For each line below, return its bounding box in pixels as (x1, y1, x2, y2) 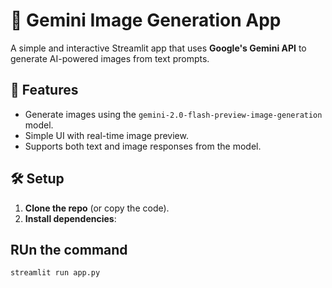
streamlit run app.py (10, 268, 101, 278)
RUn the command (10, 241, 128, 258)
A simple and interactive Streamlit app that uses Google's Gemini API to (10, 42, 307, 54)
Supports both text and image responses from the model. (24, 140, 262, 152)
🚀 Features (10, 82, 79, 99)
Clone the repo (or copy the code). (24, 202, 170, 214)
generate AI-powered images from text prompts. (10, 52, 210, 64)
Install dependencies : (24, 212, 117, 224)
